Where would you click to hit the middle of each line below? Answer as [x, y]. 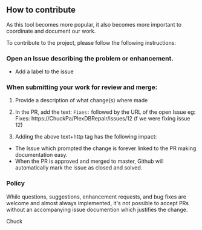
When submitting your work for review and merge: [82, 87]
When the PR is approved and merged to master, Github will [89, 161]
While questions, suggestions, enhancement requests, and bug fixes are [96, 197]
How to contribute [41, 10]
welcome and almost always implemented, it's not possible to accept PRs [98, 203]
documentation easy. [41, 155]
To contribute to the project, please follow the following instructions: [91, 42]
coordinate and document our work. [51, 31]
